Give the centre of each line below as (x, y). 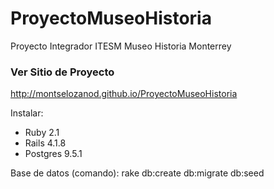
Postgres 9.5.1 (53, 154)
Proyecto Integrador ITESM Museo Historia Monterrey (121, 46)
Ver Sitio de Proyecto (62, 72)
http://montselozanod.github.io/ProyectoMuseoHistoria (124, 94)
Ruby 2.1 (42, 133)
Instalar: (27, 113)
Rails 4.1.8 (45, 143)
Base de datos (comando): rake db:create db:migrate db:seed (137, 173)
